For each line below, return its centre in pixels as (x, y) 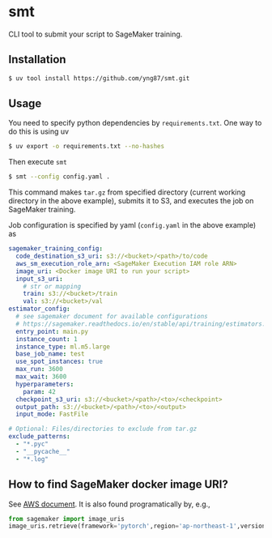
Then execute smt (38, 162)
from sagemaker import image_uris (67, 519)
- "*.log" (32, 459)
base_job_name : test (50, 354)
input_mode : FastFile (52, 414)
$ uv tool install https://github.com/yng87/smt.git (99, 78)
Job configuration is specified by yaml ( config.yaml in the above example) (132, 225)
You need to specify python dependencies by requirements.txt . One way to (135, 123)
